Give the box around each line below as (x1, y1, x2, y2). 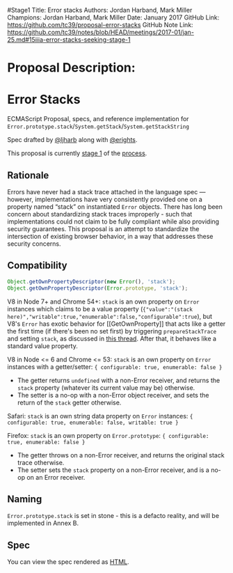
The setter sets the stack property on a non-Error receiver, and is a (17, 466, 210, 474)
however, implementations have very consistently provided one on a (7, 195, 203, 203)
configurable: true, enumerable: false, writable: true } (7, 419, 179, 426)
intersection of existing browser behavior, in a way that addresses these (7, 232, 214, 240)
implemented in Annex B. (7, 519, 79, 528)
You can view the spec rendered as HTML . (7, 558, 129, 566)
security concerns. (7, 240, 61, 248)
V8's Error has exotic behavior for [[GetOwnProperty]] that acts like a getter (7, 320, 226, 328)
